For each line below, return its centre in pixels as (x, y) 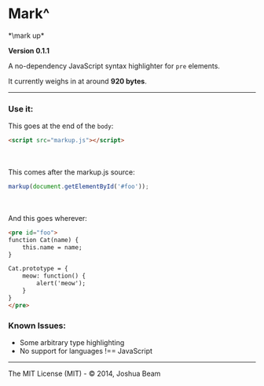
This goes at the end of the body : (61, 126)
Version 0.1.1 (29, 50)
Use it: (21, 108)
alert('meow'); (61, 284)
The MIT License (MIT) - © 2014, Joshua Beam (84, 373)
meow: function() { (54, 276)
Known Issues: (37, 325)
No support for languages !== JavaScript (86, 351)
